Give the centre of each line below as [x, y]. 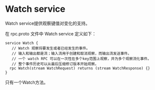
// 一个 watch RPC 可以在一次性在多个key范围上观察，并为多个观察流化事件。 [81, 59]
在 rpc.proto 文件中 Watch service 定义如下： [51, 33]
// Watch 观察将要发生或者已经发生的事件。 [51, 48]
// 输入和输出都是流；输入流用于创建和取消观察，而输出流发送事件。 [71, 53]
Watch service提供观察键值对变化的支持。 [48, 23]
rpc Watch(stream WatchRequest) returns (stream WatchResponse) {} [80, 68]
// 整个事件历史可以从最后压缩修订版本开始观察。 [55, 64]
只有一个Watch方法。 [26, 82]
